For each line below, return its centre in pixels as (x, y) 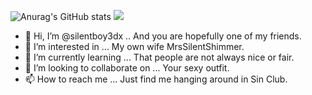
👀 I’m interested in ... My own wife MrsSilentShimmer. (134, 46)
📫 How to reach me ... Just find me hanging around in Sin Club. (156, 79)
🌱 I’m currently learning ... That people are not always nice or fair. (159, 57)
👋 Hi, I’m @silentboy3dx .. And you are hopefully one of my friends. (163, 36)
